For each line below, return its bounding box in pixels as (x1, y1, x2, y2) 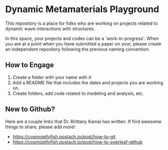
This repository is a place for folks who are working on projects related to (5, 20, 158, 26)
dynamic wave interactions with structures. (5, 25, 95, 31)
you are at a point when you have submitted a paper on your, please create (5, 40, 162, 46)
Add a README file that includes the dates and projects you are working (12, 79, 163, 85)
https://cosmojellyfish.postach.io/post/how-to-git (12, 133, 116, 139)
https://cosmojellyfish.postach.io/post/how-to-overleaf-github (12, 139, 143, 145)
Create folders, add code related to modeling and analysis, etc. (12, 90, 144, 96)
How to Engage (5, 61, 54, 69)
